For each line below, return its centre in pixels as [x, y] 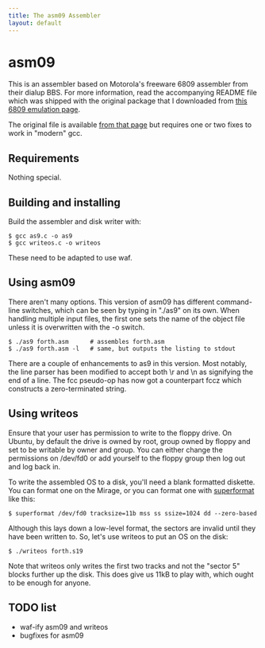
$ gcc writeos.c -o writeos [55, 243]
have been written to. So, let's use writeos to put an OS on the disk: [118, 536]
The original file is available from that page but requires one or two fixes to [130, 125]
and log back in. [35, 466]
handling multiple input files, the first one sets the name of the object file [127, 318]
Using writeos [43, 414]
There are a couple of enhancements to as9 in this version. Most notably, [128, 363]
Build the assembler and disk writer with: [75, 222]
